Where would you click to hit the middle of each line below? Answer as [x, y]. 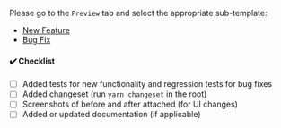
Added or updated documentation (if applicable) [111, 115]
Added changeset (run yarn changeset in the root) [114, 94]
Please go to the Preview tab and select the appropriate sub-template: [138, 13]
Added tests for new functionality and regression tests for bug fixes [147, 84]
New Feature [46, 30]
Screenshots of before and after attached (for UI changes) [130, 104]
